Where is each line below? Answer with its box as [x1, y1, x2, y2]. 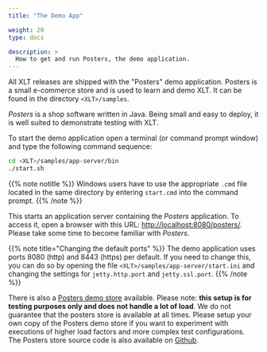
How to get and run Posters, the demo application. [15, 55, 191, 64]
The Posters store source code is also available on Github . [8, 335, 199, 345]
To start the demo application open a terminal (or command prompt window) [8, 133, 259, 143]
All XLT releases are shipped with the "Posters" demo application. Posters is [8, 77, 257, 87]
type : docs [8, 33, 44, 41]
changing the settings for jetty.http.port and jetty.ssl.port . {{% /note [8, 268, 248, 279]
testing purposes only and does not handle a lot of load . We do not [8, 301, 232, 311]
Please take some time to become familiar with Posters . [8, 228, 190, 237]
